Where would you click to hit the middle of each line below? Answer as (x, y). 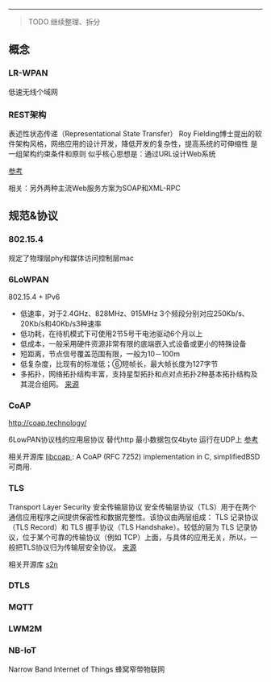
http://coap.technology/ (48, 423)
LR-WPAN (28, 73)
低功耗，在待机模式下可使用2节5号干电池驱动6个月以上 (111, 333)
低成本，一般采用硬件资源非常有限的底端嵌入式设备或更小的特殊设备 (133, 343)
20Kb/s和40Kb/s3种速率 (61, 323)
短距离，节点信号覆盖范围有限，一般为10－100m (100, 353)
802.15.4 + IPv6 (34, 297)
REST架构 (27, 114)
